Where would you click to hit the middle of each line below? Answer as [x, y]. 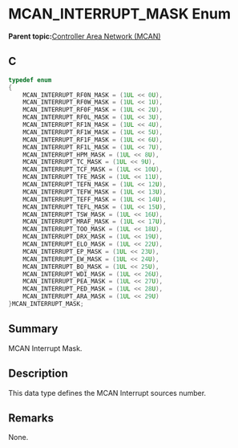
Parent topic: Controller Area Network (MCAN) [85, 36]
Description [38, 374]
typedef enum [30, 80]
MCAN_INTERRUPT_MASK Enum [119, 14]
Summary [33, 329]
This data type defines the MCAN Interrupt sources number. [107, 393]
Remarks [31, 418]
